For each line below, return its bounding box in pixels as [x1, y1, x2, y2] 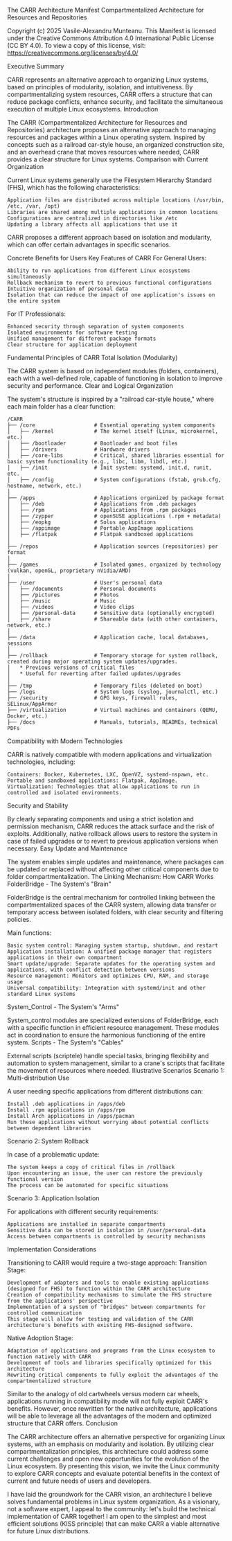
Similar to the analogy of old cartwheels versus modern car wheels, [7, 1390, 200, 1398]
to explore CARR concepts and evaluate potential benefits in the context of [7, 1470, 220, 1477]
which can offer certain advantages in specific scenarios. [7, 240, 171, 249]
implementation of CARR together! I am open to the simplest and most [7, 1513, 206, 1520]
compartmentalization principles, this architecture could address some [7, 1448, 209, 1455]
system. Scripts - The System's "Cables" [7, 1038, 124, 1046]
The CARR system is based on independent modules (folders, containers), [7, 367, 219, 375]
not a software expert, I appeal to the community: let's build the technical [7, 1505, 216, 1513]
